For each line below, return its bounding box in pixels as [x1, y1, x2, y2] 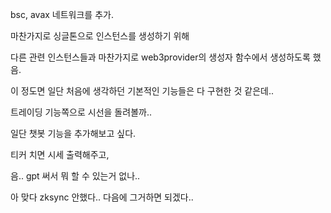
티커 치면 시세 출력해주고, [10, 149, 110, 160]
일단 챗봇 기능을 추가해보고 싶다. [10, 128, 137, 139]
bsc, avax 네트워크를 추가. [10, 9, 114, 20]
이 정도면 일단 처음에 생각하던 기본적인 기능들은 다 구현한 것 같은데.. [10, 85, 274, 97]
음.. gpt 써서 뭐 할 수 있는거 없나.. [10, 170, 141, 182]
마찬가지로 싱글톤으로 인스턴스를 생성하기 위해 [10, 30, 190, 42]
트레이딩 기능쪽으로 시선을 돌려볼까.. [10, 106, 152, 118]
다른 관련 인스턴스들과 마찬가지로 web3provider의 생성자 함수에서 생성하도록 [10, 51, 311, 63]
